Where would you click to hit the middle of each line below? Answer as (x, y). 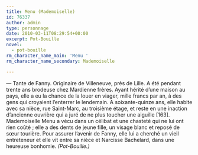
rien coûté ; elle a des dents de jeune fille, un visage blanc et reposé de (93, 127)
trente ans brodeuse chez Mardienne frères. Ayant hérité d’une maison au (96, 89)
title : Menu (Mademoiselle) (41, 12)
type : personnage (27, 28)
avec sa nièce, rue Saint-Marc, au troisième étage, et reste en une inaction (97, 108)
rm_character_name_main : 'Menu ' (47, 56)
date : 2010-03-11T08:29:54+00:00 (47, 34)
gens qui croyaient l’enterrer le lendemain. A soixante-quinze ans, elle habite (99, 102)
